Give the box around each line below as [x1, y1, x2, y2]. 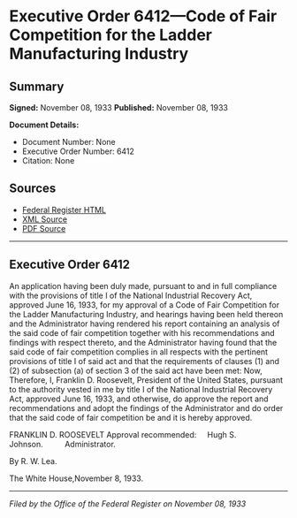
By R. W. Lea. [9, 455, 57, 466]
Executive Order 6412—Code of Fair [9, 6, 278, 27]
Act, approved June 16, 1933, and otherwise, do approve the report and [9, 393, 269, 404]
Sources [9, 181, 57, 196]
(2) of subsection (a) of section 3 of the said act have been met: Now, [9, 365, 263, 376]
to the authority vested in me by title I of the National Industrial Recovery [9, 384, 273, 394]
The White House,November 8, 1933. [9, 473, 144, 484]
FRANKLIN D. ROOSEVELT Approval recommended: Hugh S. [9, 429, 237, 439]
